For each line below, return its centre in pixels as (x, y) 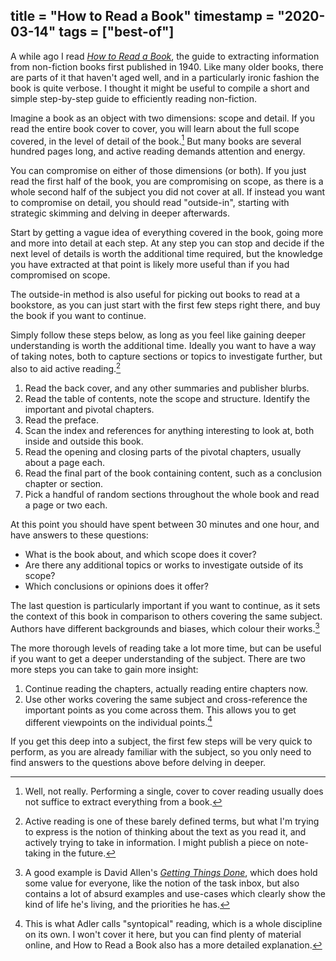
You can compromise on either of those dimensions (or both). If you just (158, 171)
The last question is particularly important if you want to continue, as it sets (165, 606)
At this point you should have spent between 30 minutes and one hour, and (165, 525)
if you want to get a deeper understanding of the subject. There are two (158, 658)
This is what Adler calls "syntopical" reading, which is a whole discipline (173, 924)
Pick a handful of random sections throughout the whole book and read (172, 495)
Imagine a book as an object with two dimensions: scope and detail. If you (162, 118)
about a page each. (64, 463)
